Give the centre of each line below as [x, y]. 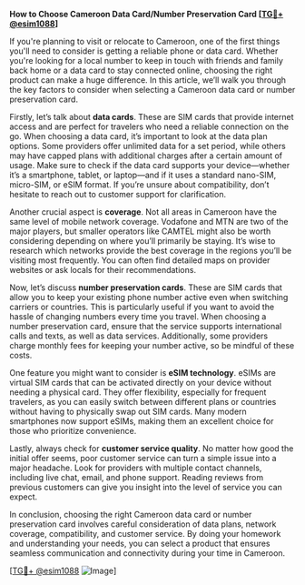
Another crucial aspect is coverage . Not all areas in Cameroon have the [143, 212]
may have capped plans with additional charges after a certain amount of [146, 156]
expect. [24, 497]
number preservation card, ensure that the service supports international [146, 326]
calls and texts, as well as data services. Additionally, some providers [139, 336]
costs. [21, 355]
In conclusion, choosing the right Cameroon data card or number [131, 514]
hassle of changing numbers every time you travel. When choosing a [138, 317]
